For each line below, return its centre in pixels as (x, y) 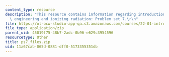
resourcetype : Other (27, 38)
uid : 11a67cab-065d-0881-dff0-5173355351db (52, 47)
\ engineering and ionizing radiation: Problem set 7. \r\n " (74, 19)
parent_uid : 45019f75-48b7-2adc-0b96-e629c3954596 (59, 33)
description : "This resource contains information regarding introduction (85, 14)
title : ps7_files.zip (28, 42)
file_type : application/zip (35, 28)
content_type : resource (30, 10)
